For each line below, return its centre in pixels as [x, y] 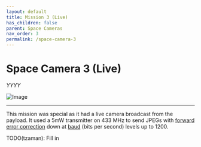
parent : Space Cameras [34, 28]
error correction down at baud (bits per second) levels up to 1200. [87, 126]
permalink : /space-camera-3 [41, 39]
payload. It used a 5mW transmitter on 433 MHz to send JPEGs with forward [100, 120]
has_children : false [32, 23]
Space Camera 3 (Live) [64, 69]
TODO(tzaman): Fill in [33, 138]
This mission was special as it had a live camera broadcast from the [90, 114]
